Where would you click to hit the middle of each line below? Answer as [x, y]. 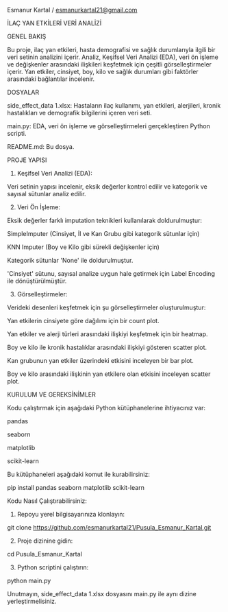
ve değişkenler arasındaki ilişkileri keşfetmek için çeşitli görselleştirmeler [110, 64]
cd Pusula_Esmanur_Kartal [45, 554]
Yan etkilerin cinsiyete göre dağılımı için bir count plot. [83, 321]
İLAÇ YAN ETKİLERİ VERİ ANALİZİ [54, 23]
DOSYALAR [23, 92]
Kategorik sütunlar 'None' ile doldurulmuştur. [70, 260]
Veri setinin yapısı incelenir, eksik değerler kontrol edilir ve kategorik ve [107, 187]
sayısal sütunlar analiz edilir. [47, 194]
